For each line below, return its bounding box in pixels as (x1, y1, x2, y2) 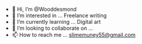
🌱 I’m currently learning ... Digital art (11, 18, 101, 25)
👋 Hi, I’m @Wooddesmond (11, 6, 77, 12)
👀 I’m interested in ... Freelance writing (11, 12, 107, 19)
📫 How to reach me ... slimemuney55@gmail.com (11, 32, 136, 38)
